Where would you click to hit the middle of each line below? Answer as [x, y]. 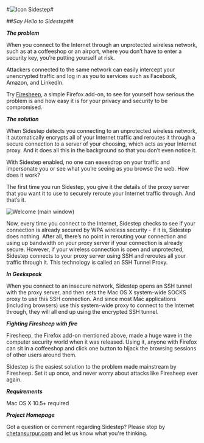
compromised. [24, 107]
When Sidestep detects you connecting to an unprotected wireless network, [102, 131]
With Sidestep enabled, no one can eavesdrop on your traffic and [88, 162]
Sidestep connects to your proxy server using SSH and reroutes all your [96, 256]
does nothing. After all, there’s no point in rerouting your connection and [97, 236]
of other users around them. [42, 355]
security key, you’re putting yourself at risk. [61, 58]
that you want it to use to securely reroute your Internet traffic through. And [101, 193]
